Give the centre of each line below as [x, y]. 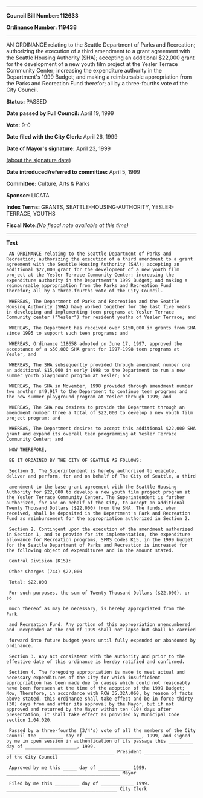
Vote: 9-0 [19, 125]
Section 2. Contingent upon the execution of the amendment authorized [101, 529]
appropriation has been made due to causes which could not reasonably [98, 683]
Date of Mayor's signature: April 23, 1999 [58, 148]
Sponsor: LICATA [28, 195]
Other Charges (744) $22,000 [46, 572]
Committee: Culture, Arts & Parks [48, 183]
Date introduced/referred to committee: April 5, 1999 [73, 172]
